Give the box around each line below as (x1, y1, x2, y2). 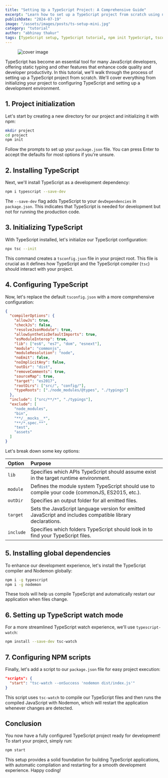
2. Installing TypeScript (5, 166, 79, 175)
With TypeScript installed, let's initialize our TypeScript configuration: (5, 236, 148, 243)
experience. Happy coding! (5, 767, 61, 773)
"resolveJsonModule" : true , (14, 327, 72, 332)
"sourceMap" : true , (14, 374, 55, 379)
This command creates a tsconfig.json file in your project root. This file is (5, 255, 158, 261)
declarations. (30, 517, 61, 524)
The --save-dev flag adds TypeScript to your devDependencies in (5, 198, 136, 204)
